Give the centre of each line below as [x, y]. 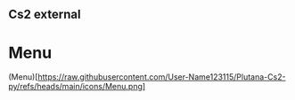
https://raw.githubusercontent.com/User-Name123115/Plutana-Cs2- [162, 77]
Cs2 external [45, 15]
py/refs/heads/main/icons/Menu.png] [77, 87]
